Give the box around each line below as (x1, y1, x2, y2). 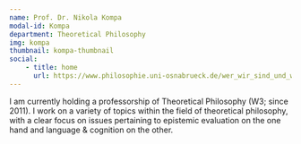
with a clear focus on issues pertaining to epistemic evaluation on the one (9, 114, 281, 125)
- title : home (25, 64, 78, 72)
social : (9, 55, 39, 64)
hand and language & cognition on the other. (9, 124, 174, 135)
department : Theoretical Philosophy (9, 30, 146, 38)
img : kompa (9, 38, 50, 47)
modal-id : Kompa (9, 21, 70, 30)
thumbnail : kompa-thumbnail (9, 47, 115, 55)
